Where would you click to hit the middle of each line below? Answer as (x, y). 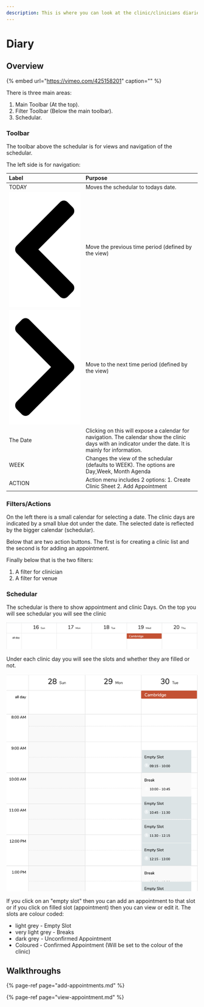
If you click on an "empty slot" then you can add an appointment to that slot (101, 901)
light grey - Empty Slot (43, 926)
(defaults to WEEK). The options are (130, 465)
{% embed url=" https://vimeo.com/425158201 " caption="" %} (84, 81)
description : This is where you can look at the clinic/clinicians (93, 13)
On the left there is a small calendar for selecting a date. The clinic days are (101, 517)
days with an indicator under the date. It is (138, 443)
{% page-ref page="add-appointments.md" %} (66, 986)
